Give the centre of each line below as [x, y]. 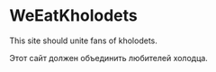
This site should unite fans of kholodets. [83, 40]
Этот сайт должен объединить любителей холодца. [109, 58]
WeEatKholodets [73, 16]
